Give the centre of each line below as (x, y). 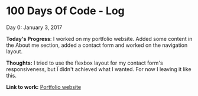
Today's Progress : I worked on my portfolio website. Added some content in (99, 39)
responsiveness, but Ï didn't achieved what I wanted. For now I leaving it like (99, 69)
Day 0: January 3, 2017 (34, 27)
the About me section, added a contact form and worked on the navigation (97, 45)
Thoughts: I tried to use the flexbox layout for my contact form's (85, 63)
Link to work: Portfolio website (44, 87)
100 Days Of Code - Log (66, 11)
